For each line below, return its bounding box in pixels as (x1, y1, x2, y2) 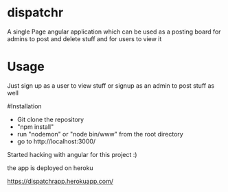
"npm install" (16, 122, 54, 131)
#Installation (7, 101, 43, 110)
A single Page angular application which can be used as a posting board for (7, 27, 221, 36)
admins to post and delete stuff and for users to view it (7, 34, 162, 43)
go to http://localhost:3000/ (16, 137, 96, 145)
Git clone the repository (16, 115, 84, 123)
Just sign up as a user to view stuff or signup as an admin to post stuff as (7, 81, 215, 90)
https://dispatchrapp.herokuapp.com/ (7, 177, 114, 185)
